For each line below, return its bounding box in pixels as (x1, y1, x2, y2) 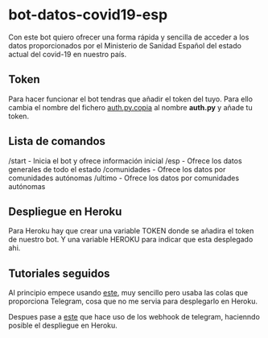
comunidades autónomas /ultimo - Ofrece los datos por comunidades (8, 173, 240, 183)
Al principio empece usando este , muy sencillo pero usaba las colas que (8, 288, 248, 298)
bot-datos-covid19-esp (8, 6, 168, 24)
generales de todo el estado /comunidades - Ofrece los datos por (8, 164, 226, 174)
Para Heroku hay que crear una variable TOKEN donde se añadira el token (8, 226, 254, 236)
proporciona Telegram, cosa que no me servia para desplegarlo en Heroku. (8, 296, 258, 307)
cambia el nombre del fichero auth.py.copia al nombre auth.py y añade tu (8, 102, 253, 112)
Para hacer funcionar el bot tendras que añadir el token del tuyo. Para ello (8, 94, 254, 104)
